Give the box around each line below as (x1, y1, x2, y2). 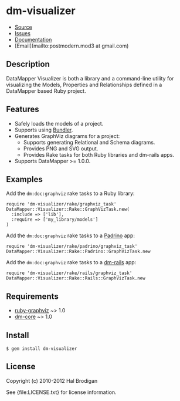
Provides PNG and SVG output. (23, 145, 99, 152)
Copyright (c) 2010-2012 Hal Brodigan (6, 377, 98, 384)
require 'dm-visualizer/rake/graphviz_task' (6, 201, 117, 207)
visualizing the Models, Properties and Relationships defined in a (6, 81, 162, 88)
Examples (6, 174, 43, 184)
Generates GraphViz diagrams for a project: (14, 132, 120, 139)
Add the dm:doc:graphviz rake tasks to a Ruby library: (6, 190, 135, 197)
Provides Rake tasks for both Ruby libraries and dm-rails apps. (23, 151, 175, 158)
